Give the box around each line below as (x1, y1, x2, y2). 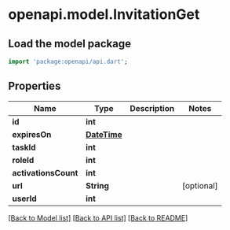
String (85, 180, 110, 191)
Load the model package (8, 37, 132, 50)
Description (129, 102, 175, 113)
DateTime (85, 128, 122, 139)
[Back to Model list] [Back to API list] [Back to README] (8, 213, 188, 222)
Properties (8, 80, 61, 93)
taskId (12, 142, 37, 153)
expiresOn (12, 128, 52, 139)
